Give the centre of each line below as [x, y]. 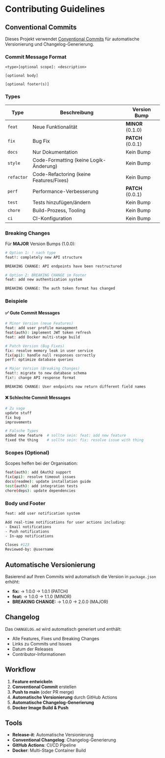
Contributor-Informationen [39, 654]
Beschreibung [77, 112]
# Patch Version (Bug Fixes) [35, 346]
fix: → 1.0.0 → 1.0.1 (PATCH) [40, 591]
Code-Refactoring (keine [62, 174]
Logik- [98, 160]
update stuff [18, 413]
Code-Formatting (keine [61, 160]
